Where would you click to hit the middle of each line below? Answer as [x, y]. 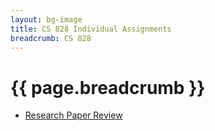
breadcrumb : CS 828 [51, 38]
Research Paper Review [73, 115]
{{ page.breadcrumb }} [108, 87]
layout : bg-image [46, 19]
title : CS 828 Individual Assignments [91, 29]
